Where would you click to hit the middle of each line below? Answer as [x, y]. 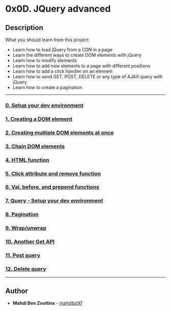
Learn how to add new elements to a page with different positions [81, 66]
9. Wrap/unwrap [26, 228]
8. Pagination [22, 214]
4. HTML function [27, 160]
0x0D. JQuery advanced [58, 9]
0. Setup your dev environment [45, 105]
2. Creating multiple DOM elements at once [60, 133]
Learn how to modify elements [45, 60]
